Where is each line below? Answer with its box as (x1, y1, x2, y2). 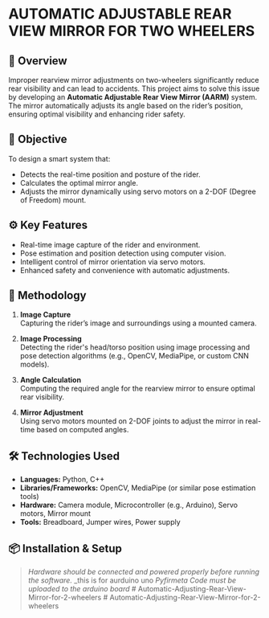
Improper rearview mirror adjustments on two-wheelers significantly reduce (8, 76, 259, 84)
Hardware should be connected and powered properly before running (27, 567, 259, 577)
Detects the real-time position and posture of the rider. (19, 170, 201, 179)
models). (19, 359, 50, 370)
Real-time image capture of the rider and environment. (19, 239, 201, 249)
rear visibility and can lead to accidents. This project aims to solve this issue (8, 84, 260, 93)
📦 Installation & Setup (8, 542, 123, 555)
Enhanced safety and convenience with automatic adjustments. (19, 265, 230, 275)
